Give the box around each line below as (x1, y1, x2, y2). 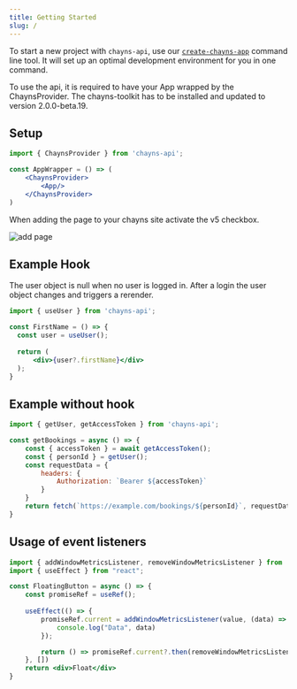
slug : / (9, 21, 38, 30)
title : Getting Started (9, 12, 97, 22)
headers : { (41, 469, 81, 478)
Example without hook (9, 396, 135, 411)
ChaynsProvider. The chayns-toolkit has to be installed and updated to (9, 90, 266, 102)
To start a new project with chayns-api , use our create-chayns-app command (9, 45, 288, 56)
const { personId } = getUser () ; (25, 452, 148, 461)
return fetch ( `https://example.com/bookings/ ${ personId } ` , (25, 501, 247, 511)
